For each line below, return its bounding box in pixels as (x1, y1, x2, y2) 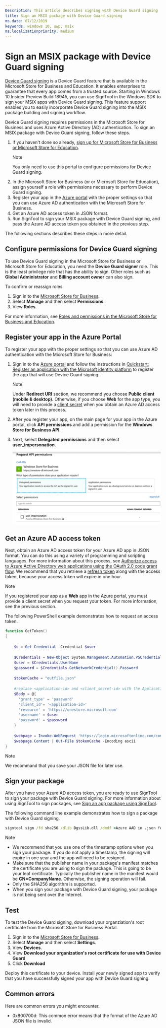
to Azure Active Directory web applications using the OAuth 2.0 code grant (5, 563, 157, 569)
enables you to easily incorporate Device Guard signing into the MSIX (5, 104, 147, 110)
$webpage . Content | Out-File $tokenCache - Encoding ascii (14, 739, 136, 744)
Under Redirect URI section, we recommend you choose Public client (12, 391, 155, 397)
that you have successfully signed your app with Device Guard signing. (5, 975, 150, 981)
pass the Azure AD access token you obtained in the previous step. (12, 221, 149, 227)
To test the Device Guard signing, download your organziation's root (5, 919, 144, 925)
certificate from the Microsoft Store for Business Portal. (5, 925, 118, 931)
